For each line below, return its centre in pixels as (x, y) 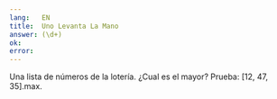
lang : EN (30, 18)
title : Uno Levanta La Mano (64, 26)
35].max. (26, 86)
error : (22, 51)
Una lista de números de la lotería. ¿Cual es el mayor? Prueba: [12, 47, (139, 76)
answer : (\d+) (36, 34)
